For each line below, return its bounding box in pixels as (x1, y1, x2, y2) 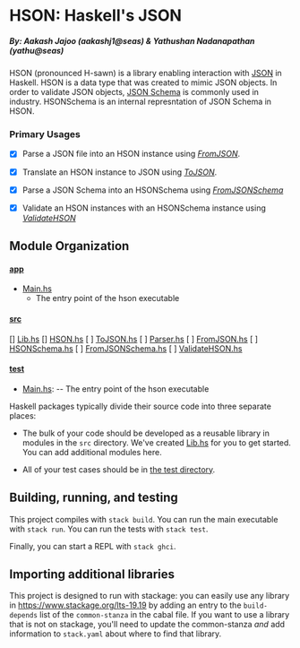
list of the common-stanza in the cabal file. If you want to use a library (39, 609, 290, 620)
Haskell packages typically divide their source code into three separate (9, 401, 271, 411)
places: (9, 410, 37, 421)
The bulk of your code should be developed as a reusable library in (21, 428, 270, 438)
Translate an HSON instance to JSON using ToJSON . (21, 167, 218, 177)
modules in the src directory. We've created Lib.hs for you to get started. (21, 436, 291, 448)
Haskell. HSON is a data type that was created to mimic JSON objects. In (9, 77, 278, 88)
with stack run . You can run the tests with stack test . (9, 523, 209, 534)
